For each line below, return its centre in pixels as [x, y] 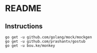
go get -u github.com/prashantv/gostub [45, 41]
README [23, 8]
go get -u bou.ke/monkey [30, 46]
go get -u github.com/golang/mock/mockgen [48, 37]
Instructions [24, 26]
